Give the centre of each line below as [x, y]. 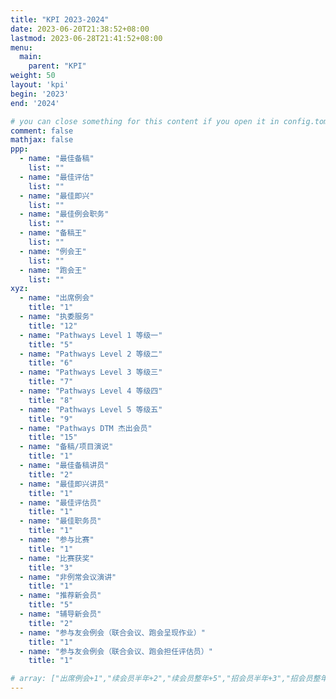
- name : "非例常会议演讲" [68, 577]
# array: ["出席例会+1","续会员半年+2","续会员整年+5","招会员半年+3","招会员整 [165, 679]
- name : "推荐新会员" [60, 596]
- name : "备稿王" [53, 233]
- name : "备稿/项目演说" [66, 447]
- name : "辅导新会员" [60, 614]
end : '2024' [35, 103]
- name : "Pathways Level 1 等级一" [91, 335]
